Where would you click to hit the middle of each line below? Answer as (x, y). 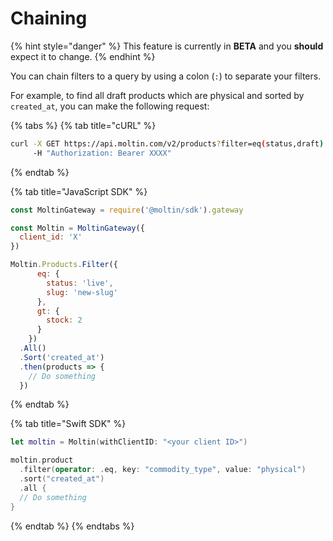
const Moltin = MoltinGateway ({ (77, 228)
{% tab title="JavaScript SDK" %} (79, 191)
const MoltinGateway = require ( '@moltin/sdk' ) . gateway (127, 210)
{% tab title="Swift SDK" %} (68, 424)
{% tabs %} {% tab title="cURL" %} (83, 125)
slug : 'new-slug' (82, 292)
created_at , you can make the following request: (110, 106)
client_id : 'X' (51, 237)
